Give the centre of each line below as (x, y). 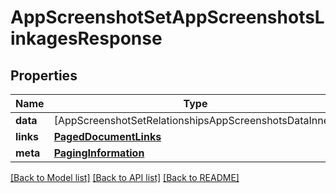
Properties (44, 75)
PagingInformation (99, 153)
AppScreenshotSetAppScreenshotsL (167, 17)
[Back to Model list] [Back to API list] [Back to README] (125, 177)
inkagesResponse (86, 38)
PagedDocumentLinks (107, 136)
